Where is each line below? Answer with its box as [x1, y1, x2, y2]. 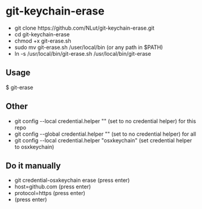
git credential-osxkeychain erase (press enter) [14, 177, 130, 184]
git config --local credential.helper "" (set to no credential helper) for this [14, 117, 197, 125]
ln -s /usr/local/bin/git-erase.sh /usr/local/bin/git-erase [14, 50, 152, 57]
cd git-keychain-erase [14, 30, 70, 38]
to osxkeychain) [14, 143, 54, 150]
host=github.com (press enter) [14, 183, 91, 190]
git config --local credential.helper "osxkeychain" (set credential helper [14, 136, 192, 144]
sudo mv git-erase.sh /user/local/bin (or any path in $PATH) [14, 44, 163, 51]
